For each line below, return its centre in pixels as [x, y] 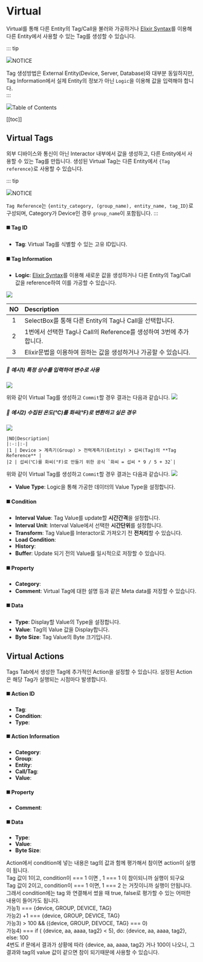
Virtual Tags [30, 138]
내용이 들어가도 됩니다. [33, 900]
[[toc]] [14, 119]
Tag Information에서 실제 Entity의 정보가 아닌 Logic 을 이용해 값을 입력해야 [95, 80]
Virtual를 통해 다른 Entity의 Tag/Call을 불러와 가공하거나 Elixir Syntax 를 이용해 [99, 28]
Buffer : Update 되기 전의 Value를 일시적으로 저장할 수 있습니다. [90, 553]
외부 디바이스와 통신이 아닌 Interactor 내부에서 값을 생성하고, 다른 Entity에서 [96, 153]
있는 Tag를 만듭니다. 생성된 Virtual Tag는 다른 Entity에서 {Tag [97, 161]
